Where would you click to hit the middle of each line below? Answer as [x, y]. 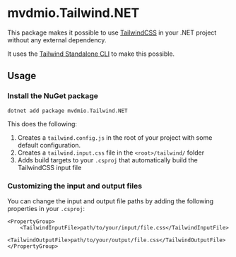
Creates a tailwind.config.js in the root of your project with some [115, 137]
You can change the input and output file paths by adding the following [111, 201]
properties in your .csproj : [46, 208]
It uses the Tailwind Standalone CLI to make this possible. [91, 54]
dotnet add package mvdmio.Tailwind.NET [68, 111]
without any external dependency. [57, 40]
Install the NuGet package [53, 96]
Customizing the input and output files [75, 186]
